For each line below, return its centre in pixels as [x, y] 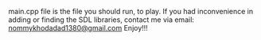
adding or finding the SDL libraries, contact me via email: [101, 20]
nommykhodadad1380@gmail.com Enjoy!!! [78, 28]
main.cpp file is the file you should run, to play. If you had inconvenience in [131, 11]
